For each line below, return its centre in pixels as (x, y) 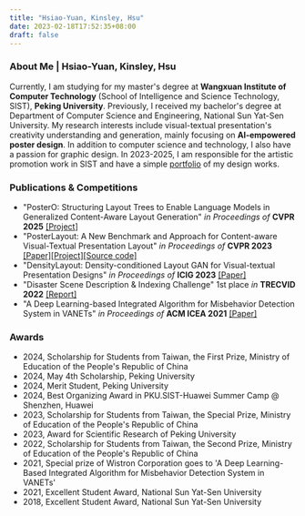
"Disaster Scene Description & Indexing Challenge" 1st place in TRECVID (159, 284)
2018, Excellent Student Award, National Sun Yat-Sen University (142, 502)
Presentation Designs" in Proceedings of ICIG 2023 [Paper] (134, 275)
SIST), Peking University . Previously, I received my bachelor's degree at (146, 106)
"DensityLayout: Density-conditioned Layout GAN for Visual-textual (149, 265)
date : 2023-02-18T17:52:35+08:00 (73, 26)
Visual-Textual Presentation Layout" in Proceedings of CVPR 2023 (147, 246)
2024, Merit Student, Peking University (96, 386)
